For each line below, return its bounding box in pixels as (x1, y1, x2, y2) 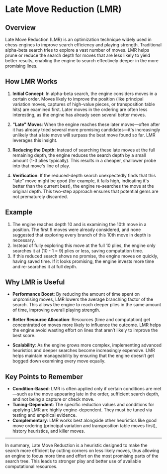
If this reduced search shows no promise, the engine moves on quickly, (12, 253, 159, 259)
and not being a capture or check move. (12, 396, 94, 402)
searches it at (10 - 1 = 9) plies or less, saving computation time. (12, 247, 143, 253)
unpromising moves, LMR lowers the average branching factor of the (12, 296, 154, 302)
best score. (12, 333, 36, 339)
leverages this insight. (12, 137, 58, 143)
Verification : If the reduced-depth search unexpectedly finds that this (12, 172, 156, 178)
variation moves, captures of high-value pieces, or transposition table (12, 101, 155, 107)
